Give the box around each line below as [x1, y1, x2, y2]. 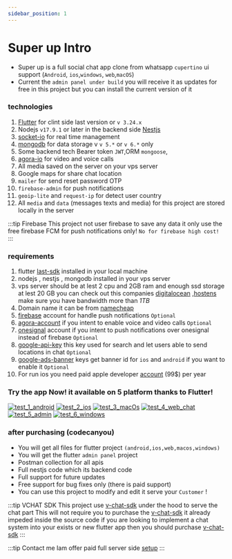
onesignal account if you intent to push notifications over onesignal [17, 326, 209, 334]
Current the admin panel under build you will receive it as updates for [17, 77, 217, 86]
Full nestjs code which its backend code [17, 465, 133, 474]
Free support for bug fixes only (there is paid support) [17, 480, 172, 488]
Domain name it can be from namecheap [17, 304, 134, 312]
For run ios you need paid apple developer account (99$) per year [17, 370, 206, 378]
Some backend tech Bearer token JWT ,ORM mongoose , [17, 147, 168, 156]
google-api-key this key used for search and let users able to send [17, 340, 208, 349]
